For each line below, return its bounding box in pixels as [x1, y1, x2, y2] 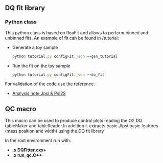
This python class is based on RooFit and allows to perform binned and [5, 29, 148, 36]
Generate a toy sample [12, 44, 58, 50]
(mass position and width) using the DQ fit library [5, 128, 104, 134]
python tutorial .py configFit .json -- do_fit [12, 72, 105, 77]
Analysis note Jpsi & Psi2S [12, 91, 66, 96]
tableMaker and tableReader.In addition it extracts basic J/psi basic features [5, 123, 158, 129]
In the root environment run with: [5, 138, 71, 143]
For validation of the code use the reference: [5, 81, 95, 87]
